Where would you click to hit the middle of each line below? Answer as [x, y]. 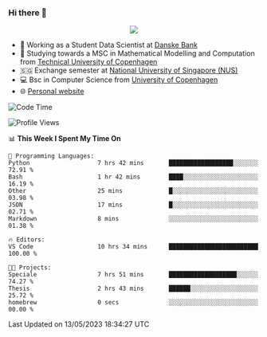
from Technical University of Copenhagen [88, 62]
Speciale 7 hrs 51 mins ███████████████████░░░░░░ [133, 275]
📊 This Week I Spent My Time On [65, 139]
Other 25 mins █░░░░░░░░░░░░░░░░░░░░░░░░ [133, 191]
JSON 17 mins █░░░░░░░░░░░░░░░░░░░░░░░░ [133, 205]
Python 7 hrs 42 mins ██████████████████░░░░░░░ [133, 163]
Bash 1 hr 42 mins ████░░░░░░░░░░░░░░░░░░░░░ [133, 177]
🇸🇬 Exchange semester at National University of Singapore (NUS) [129, 70]
